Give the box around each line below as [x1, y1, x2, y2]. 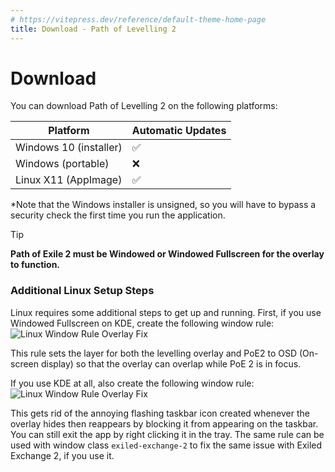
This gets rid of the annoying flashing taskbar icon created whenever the [10, 407, 310, 419]
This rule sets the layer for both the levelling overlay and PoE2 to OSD [10, 347, 298, 359]
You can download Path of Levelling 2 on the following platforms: [10, 100, 278, 112]
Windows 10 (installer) [15, 141, 123, 155]
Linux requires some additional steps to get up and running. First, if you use [10, 306, 322, 318]
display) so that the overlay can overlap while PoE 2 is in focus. [40, 357, 302, 370]
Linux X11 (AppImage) [15, 173, 123, 187]
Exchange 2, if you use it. [10, 449, 115, 461]
